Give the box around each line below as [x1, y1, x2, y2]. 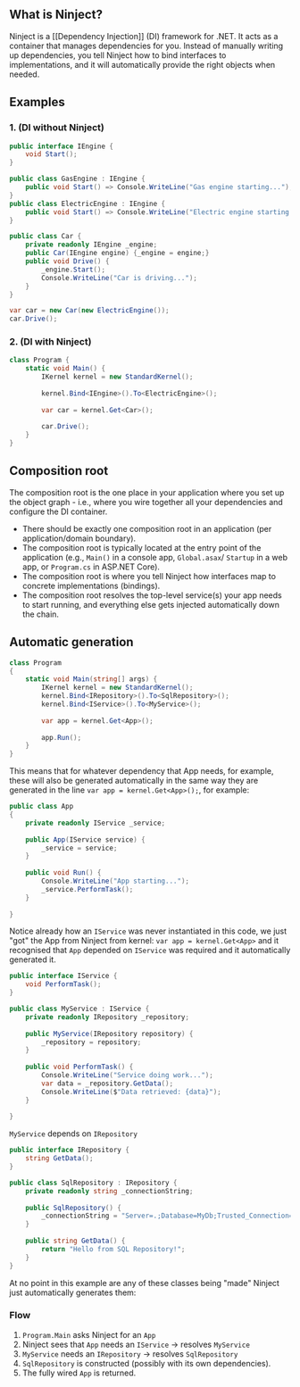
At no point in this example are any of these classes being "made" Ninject [9, 1277, 279, 1288]
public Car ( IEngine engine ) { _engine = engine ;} [25, 249, 210, 258]
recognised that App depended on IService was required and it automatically [9, 945, 291, 956]
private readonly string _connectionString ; [25, 1186, 194, 1195]
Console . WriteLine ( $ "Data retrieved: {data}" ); [41, 1087, 221, 1096]
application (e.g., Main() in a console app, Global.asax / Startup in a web [21, 552, 288, 562]
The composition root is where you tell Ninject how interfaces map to [21, 570, 277, 581]
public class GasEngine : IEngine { [9, 174, 146, 184]
